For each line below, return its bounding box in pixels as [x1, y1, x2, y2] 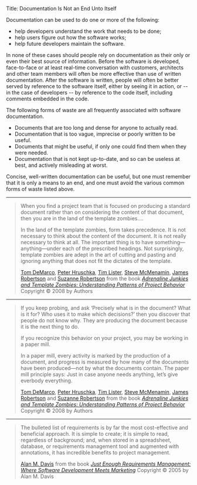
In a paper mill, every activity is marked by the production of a [20, 352, 171, 359]
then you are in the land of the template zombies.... [20, 215, 144, 222]
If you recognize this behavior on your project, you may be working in [20, 335, 189, 341]
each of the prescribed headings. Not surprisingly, [62, 245, 184, 252]
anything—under [20, 245, 62, 252]
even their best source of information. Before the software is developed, [6, 58, 181, 65]
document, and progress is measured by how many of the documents [20, 358, 189, 365]
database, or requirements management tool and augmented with [20, 443, 179, 450]
